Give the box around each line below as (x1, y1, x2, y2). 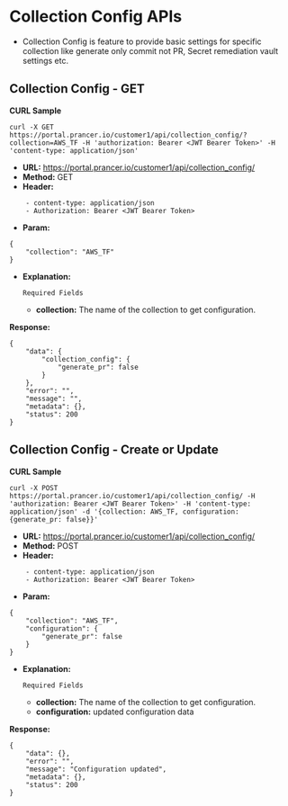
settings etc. (22, 55, 69, 66)
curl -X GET (9, 122, 54, 131)
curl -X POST (9, 483, 58, 492)
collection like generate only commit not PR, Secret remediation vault (22, 45, 279, 56)
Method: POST (22, 540, 79, 551)
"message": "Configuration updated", (25, 765, 167, 774)
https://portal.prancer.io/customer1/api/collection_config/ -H (9, 491, 256, 500)
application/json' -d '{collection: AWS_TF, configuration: (9, 506, 240, 516)
